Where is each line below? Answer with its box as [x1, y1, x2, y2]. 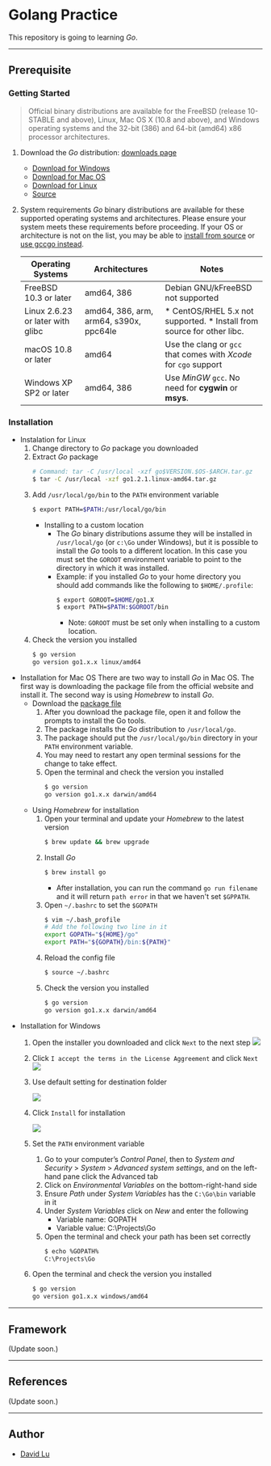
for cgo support [165, 358, 223, 370]
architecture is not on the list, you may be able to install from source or [19, 230, 256, 240]
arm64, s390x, [84, 315, 141, 327]
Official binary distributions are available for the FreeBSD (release [27, 106, 246, 116]
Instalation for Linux [19, 434, 86, 444]
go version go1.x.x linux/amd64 [31, 658, 141, 666]
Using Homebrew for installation [31, 805, 140, 814]
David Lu [19, 1449, 50, 1459]
